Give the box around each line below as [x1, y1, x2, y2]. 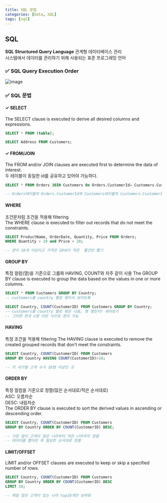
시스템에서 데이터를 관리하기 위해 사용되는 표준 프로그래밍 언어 [5, 55, 126, 61]
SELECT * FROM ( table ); [5, 131, 55, 136]
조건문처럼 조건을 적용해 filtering [5, 214, 69, 220]
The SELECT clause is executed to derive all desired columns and [5, 116, 140, 122]
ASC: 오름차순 [5, 393, 33, 399]
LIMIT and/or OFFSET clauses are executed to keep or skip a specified [5, 460, 150, 466]
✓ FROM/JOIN [5, 150, 35, 156]
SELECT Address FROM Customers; [5, 140, 72, 144]
